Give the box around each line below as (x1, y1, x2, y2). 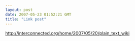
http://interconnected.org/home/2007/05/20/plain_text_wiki (5, 30, 130, 36)
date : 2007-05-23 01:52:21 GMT (5, 12, 72, 17)
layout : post (5, 7, 33, 12)
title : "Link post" (5, 16, 47, 21)
